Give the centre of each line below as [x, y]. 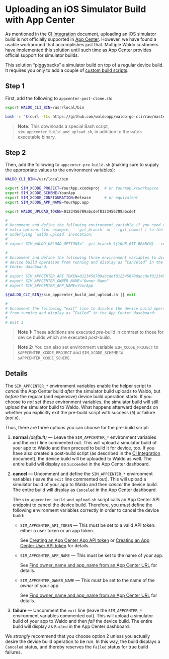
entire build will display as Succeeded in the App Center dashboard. [81, 464]
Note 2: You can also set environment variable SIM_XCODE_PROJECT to [88, 347]
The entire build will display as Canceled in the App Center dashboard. [85, 490]
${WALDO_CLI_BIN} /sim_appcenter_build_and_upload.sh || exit [71, 295]
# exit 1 [14, 323]
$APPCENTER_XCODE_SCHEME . [44, 358]
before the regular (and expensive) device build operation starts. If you [78, 396]
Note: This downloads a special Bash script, [63, 126]
